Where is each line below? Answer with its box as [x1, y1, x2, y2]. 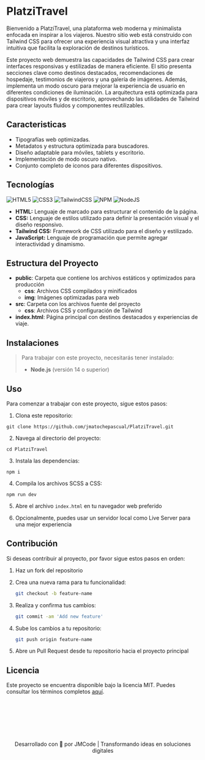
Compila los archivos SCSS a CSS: [15, 480, 102, 487]
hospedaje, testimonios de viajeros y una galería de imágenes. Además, [6, 75, 188, 83]
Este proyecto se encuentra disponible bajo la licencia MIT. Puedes [6, 681, 176, 689]
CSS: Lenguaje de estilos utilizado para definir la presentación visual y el [15, 214, 199, 221]
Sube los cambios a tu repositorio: [15, 624, 102, 632]
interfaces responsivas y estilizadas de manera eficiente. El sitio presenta [6, 63, 192, 70]
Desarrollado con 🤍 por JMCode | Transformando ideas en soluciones [14, 740, 192, 748]
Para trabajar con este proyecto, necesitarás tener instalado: [21, 354, 174, 361]
